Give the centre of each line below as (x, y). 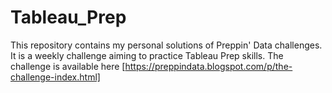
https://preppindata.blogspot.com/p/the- (208, 66)
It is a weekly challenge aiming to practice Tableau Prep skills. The (147, 55)
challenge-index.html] (55, 77)
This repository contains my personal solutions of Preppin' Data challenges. (166, 45)
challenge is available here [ (68, 66)
